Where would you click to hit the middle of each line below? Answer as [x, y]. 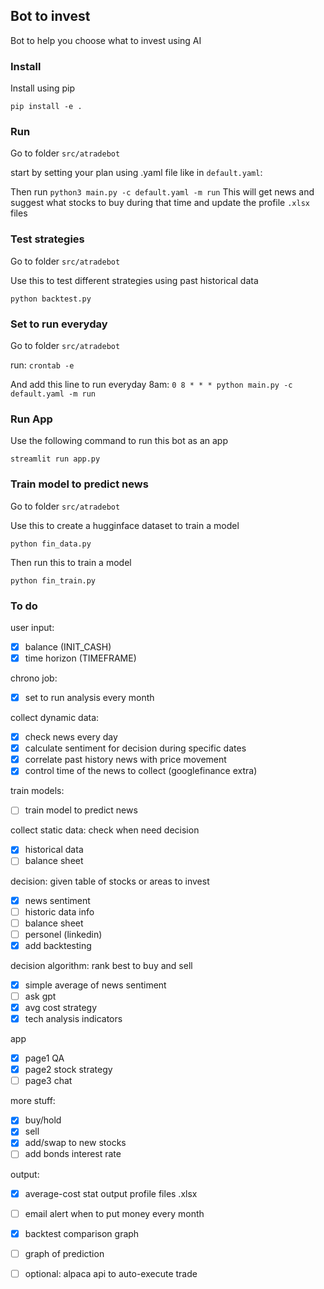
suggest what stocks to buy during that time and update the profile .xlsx [160, 203]
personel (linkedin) [63, 934]
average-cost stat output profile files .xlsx [111, 1193]
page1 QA [44, 1058]
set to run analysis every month [89, 698]
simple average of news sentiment [95, 985]
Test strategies [47, 239]
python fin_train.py [53, 580]
